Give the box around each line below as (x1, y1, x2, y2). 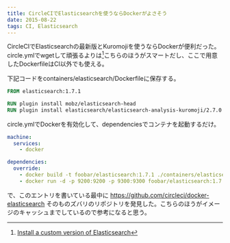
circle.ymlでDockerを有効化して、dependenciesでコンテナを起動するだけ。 (7, 120, 220, 128)
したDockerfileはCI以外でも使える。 (7, 60, 108, 68)
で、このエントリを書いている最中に (7, 191, 110, 199)
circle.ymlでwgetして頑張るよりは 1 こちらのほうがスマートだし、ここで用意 (7, 50, 218, 60)
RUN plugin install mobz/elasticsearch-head (7, 100, 136, 107)
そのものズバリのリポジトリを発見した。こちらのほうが (46, 199, 203, 207)
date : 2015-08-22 (7, 16, 57, 23)
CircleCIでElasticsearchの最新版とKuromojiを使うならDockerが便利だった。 (7, 42, 220, 51)
